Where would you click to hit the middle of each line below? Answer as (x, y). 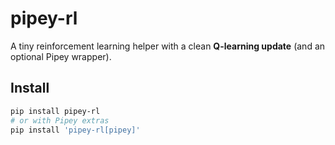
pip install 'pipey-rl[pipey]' (75, 130)
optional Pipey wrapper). (61, 56)
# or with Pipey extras (60, 120)
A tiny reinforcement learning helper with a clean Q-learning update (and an (168, 46)
